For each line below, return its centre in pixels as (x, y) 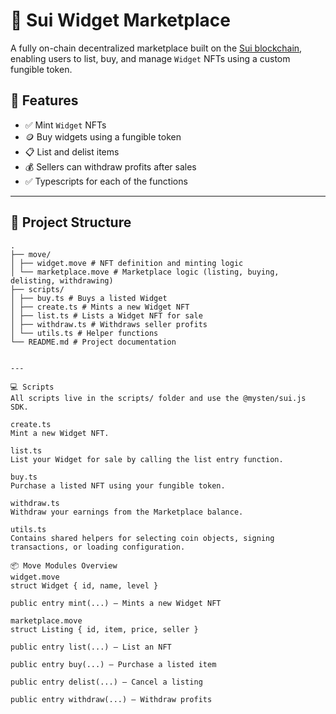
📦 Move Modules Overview (64, 565)
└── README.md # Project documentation (93, 342)
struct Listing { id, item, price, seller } (104, 629)
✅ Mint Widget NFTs (65, 125)
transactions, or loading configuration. (98, 547)
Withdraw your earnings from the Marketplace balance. (127, 512)
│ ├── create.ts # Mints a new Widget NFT (100, 307)
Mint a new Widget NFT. (60, 433)
